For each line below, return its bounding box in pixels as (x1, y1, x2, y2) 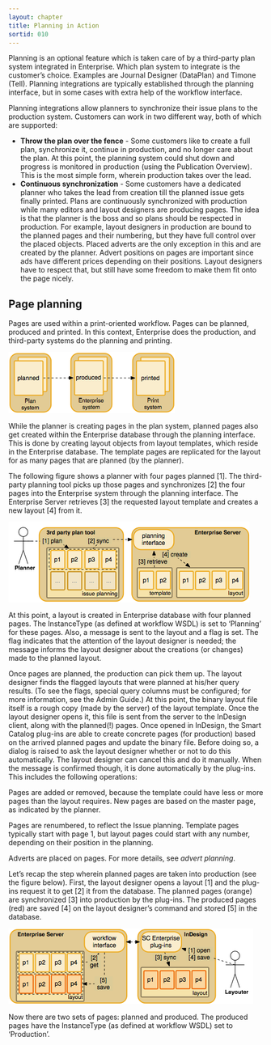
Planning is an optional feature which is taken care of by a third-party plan (8, 53, 256, 63)
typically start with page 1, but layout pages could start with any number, (8, 829, 251, 839)
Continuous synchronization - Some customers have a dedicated (19, 179, 241, 189)
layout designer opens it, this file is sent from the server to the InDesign (8, 712, 247, 721)
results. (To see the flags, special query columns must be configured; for (8, 686, 252, 696)
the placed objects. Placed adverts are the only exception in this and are (19, 239, 261, 249)
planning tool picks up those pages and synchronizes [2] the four (28, 480, 245, 489)
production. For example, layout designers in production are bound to (19, 222, 252, 232)
